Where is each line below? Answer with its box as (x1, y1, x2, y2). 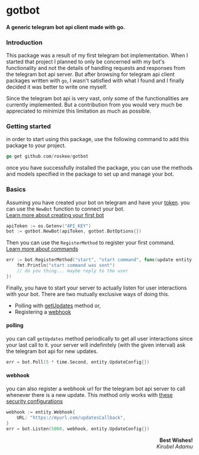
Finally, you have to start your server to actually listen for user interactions (6, 284, 187, 291)
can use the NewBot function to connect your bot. (6, 205, 125, 212)
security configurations (6, 398, 63, 405)
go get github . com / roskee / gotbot (6, 154, 89, 160)
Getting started (6, 122, 52, 131)
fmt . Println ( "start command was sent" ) (17, 262, 115, 269)
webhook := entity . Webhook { (6, 409, 76, 415)
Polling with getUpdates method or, (14, 302, 101, 309)
